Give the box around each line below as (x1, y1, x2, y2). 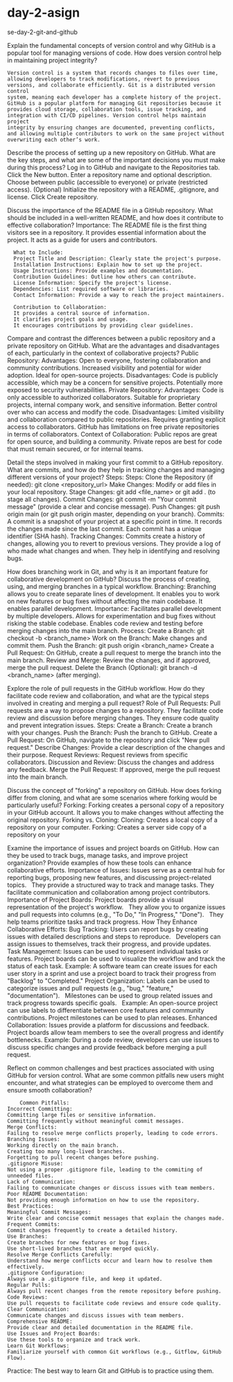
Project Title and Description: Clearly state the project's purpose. (13, 255, 222, 262)
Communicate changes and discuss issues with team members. (7, 1312, 185, 1319)
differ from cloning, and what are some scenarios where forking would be (7, 793, 218, 802)
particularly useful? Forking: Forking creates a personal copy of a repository (7, 800, 225, 809)
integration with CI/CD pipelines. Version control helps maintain (7, 112, 207, 119)
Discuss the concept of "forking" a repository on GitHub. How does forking (7, 786, 222, 794)
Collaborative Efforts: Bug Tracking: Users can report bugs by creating (7, 925, 209, 933)
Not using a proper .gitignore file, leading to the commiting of (7, 1166, 203, 1173)
